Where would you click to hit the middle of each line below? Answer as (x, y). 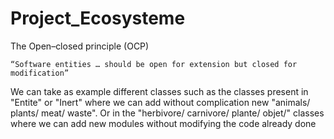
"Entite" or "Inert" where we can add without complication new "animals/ (160, 102)
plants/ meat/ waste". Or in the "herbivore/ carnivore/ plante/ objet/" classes (167, 113)
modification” (40, 73)
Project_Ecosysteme (98, 18)
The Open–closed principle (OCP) (80, 46)
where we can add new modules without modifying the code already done (163, 123)
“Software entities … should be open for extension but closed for (154, 64)
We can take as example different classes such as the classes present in (159, 91)
